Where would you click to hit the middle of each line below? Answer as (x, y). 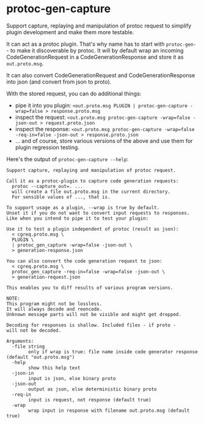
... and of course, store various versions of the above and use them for (104, 141)
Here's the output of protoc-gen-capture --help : (67, 159)
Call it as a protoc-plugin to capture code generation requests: (93, 181)
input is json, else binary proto (72, 378)
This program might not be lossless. (54, 304)
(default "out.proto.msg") (41, 357)
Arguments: (20, 341)
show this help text (54, 368)
